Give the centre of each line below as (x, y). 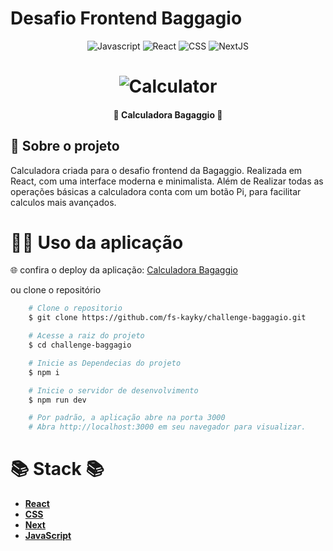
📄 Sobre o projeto (65, 146)
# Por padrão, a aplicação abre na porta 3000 (127, 418)
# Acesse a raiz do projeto (86, 336)
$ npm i (44, 372)
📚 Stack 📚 (57, 469)
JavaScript (48, 536)
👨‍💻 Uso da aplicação (97, 242)
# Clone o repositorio (75, 308)
